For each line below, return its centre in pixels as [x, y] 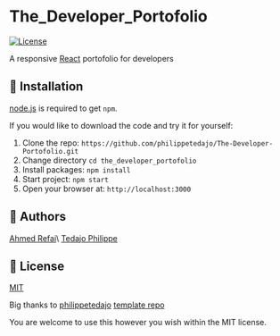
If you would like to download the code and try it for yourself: [121, 125]
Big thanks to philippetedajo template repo [87, 305]
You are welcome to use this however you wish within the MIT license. [138, 323]
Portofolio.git [50, 151]
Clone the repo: [51, 143]
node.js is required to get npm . [63, 108]
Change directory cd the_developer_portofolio [109, 160]
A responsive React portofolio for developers [91, 58]
